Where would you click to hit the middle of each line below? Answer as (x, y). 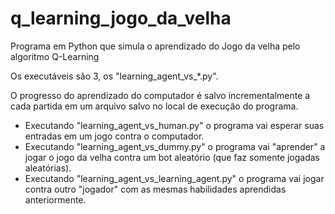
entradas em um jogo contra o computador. (114, 136)
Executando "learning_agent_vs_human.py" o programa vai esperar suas (174, 125)
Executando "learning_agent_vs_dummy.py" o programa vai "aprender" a (175, 146)
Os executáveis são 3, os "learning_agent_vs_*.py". (114, 76)
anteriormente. (55, 199)
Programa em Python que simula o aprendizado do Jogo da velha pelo (155, 46)
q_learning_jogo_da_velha (121, 18)
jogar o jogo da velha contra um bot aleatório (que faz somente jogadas (172, 157)
